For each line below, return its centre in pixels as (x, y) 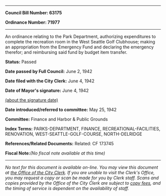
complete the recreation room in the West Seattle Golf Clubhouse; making (80, 42)
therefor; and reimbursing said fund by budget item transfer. (66, 52)
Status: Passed (21, 62)
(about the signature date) (32, 100)
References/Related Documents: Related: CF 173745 (60, 143)
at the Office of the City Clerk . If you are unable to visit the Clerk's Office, (80, 173)
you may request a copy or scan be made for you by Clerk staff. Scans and (82, 178)
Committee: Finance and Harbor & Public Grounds (57, 119)
